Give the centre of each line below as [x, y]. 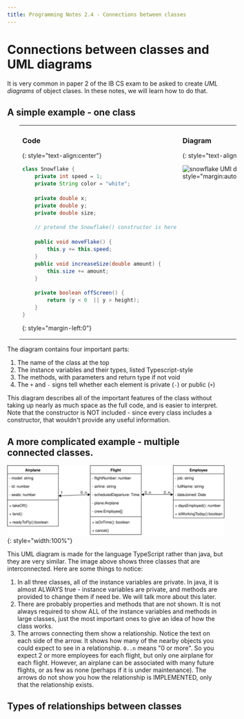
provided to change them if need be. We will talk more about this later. [116, 596]
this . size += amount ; [78, 271]
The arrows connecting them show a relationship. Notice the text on [113, 633]
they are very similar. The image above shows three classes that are [104, 561]
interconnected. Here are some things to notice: [75, 569]
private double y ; [61, 206]
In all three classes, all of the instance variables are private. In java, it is [118, 582]
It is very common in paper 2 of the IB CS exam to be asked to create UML [113, 83]
